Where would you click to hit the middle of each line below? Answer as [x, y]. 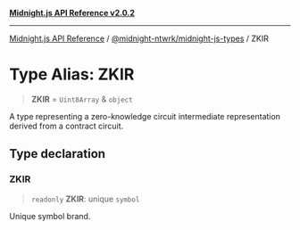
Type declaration [57, 154]
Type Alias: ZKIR [72, 74]
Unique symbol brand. [50, 216]
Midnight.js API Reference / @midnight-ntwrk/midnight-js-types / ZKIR [139, 38]
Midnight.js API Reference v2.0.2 [72, 13]
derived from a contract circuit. [67, 126]
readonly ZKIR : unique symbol [85, 199]
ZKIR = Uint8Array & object [82, 99]
